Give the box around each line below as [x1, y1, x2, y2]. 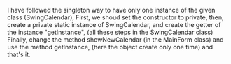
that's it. [7, 50, 31, 58]
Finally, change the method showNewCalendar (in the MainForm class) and [7, 35, 224, 44]
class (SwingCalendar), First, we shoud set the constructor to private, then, [7, 13, 224, 22]
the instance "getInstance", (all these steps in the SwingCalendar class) [7, 28, 213, 36]
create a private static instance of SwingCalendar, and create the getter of [7, 21, 221, 29]
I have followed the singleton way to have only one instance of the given [7, 6, 216, 14]
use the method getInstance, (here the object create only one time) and [7, 43, 213, 51]
